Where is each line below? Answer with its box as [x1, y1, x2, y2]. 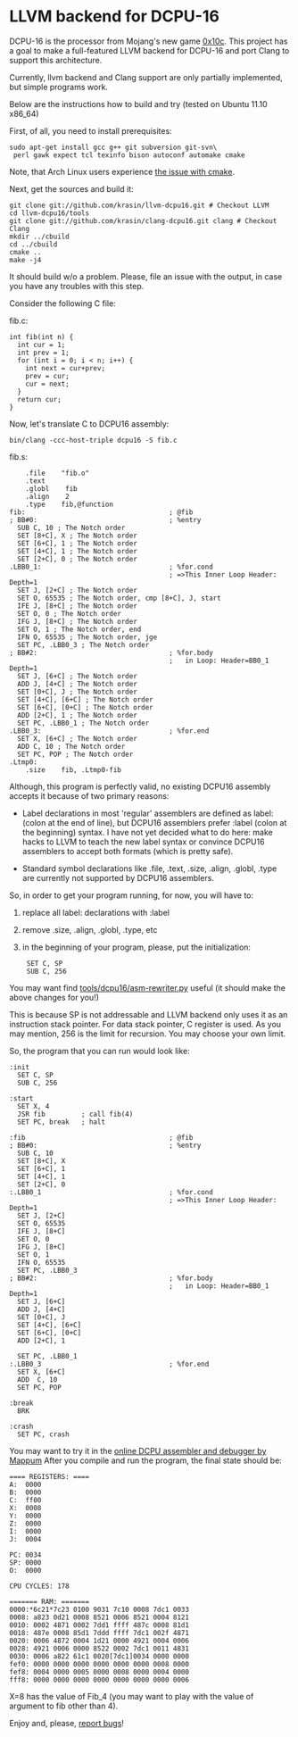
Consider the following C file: [9, 297, 116, 309]
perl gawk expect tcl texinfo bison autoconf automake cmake [12, 150, 245, 160]
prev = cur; [25, 371, 70, 380]
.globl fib [25, 484, 78, 493]
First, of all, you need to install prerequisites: [9, 125, 172, 136]
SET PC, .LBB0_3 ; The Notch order [17, 640, 150, 649]
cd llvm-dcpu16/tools [9, 208, 90, 218]
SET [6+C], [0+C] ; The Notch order [17, 702, 153, 711]
